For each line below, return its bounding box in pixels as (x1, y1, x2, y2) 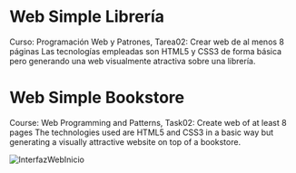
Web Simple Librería (9, 6, 165, 27)
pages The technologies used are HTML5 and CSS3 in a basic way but (9, 127, 274, 138)
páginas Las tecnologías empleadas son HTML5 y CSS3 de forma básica (9, 45, 282, 56)
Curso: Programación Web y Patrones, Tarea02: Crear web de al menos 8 (9, 36, 284, 47)
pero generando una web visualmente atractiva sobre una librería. (9, 55, 256, 66)
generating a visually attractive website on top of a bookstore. (9, 136, 242, 147)
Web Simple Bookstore (9, 88, 184, 108)
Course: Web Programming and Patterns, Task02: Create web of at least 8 (9, 117, 288, 128)
